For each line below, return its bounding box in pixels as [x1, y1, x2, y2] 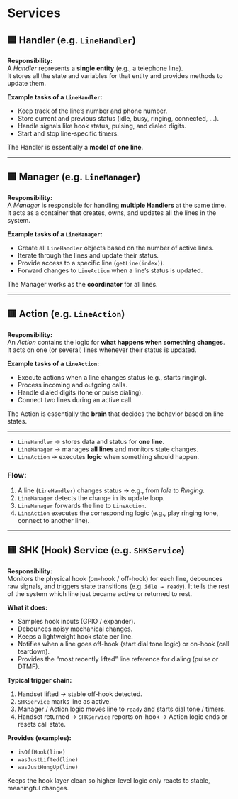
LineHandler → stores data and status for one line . [17, 437, 165, 446]
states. [7, 417, 27, 425]
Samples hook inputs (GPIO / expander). [17, 617, 136, 625]
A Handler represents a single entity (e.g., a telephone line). [7, 64, 183, 72]
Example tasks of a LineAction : [7, 359, 100, 368]
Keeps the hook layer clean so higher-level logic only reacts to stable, [7, 776, 210, 785]
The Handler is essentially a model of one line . [7, 143, 144, 151]
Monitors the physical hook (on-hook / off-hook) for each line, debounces [7, 574, 223, 583]
